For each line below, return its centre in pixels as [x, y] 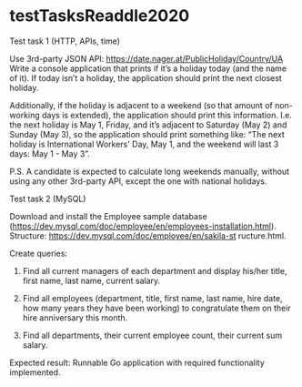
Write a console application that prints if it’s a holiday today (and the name [148, 68]
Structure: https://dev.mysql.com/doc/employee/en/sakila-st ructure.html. [148, 235]
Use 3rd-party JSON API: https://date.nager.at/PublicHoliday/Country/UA [146, 58]
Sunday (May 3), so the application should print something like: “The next [147, 134]
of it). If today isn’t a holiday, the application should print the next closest [146, 77]
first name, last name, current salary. [91, 280]
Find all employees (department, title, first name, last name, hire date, [153, 298]
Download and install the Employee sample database [108, 216]
